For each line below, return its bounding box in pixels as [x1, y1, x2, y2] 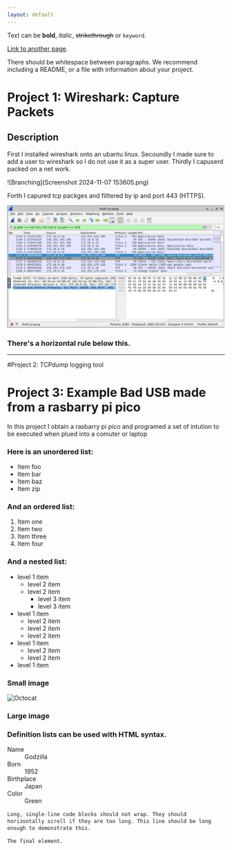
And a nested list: [7, 557, 68, 566]
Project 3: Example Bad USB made [7, 385, 206, 400]
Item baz [17, 477, 43, 486]
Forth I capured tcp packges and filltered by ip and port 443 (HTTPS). [7, 191, 206, 200]
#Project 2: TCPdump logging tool [7, 360, 104, 369]
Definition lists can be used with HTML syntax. [7, 730, 167, 739]
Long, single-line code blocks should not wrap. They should [7, 811, 187, 818]
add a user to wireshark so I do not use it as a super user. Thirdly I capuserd [7, 157, 224, 165]
